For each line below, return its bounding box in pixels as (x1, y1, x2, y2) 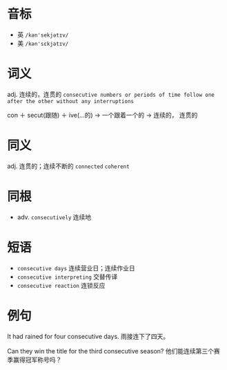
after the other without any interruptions (7, 98, 135, 104)
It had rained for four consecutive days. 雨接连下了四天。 (7, 332, 170, 340)
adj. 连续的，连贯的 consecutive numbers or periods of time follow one (7, 90, 215, 98)
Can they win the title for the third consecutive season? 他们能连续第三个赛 (7, 346, 220, 355)
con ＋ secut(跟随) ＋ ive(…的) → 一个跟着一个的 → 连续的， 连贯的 (7, 111, 198, 119)
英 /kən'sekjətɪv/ (17, 30, 69, 39)
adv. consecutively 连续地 (17, 212, 92, 221)
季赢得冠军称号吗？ (7, 355, 62, 364)
